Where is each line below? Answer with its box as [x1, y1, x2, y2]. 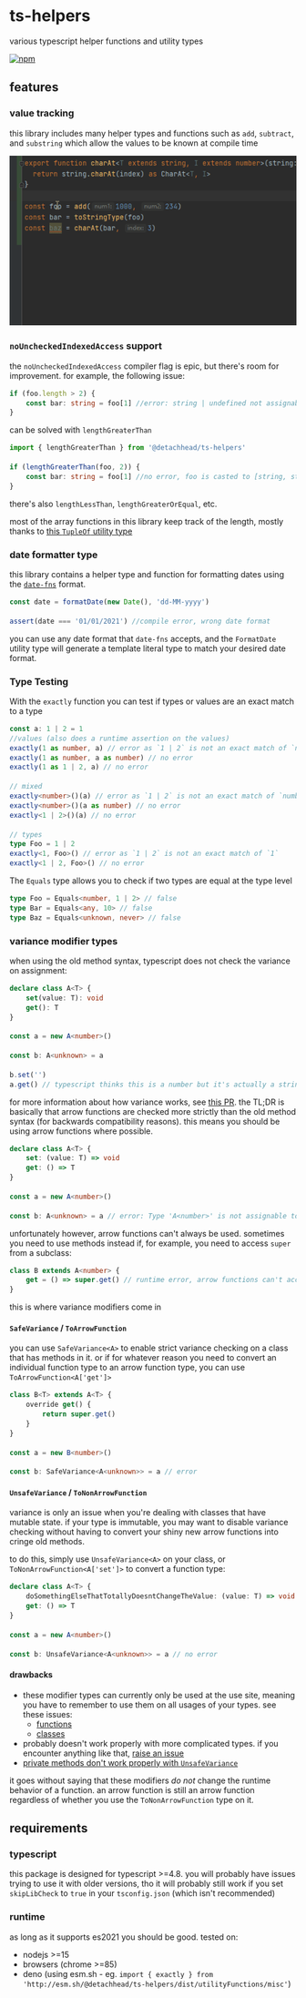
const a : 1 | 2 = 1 [9, 724, 84, 733]
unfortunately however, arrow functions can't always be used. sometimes [9, 1228, 285, 1239]
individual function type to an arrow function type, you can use [9, 1362, 246, 1373]
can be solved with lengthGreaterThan [9, 424, 152, 435]
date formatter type [9, 548, 98, 561]
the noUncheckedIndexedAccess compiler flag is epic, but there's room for [9, 361, 280, 372]
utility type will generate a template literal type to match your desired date [9, 643, 287, 654]
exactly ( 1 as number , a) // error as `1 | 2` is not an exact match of [9, 743, 287, 752]
